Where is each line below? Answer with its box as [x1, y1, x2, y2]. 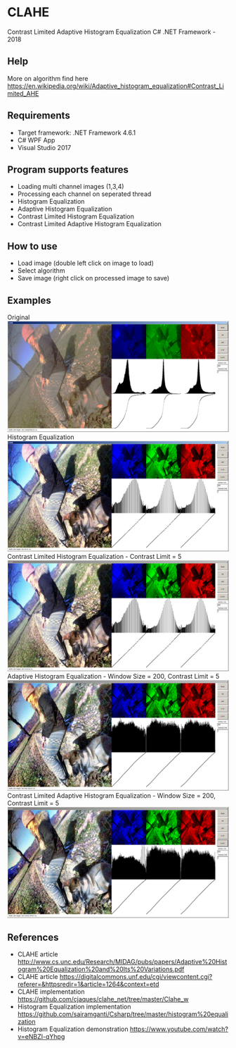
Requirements [7, 110, 70, 122]
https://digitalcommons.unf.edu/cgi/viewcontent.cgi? [59, 973, 213, 981]
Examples [7, 294, 51, 307]
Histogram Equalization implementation [17, 1002, 131, 1011]
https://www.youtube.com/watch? [129, 1025, 228, 1033]
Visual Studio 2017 [17, 143, 72, 152]
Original [7, 313, 30, 321]
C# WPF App [17, 135, 55, 144]
